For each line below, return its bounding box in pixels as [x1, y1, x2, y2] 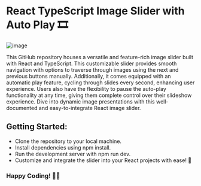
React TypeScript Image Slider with [6, 4, 185, 18]
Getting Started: [6, 121, 68, 132]
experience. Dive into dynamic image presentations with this [6, 97, 155, 105]
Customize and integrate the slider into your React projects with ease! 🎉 [14, 157, 192, 164]
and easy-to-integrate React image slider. [38, 104, 141, 111]
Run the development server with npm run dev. [14, 150, 131, 157]
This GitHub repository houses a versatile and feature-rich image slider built [6, 53, 193, 60]
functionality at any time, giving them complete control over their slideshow [6, 92, 192, 99]
